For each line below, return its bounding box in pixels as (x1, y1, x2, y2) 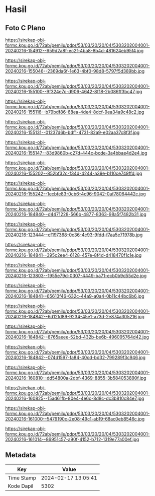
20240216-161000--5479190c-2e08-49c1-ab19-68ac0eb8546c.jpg (5, 416, 145, 421)
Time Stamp (8, 474, 37, 481)
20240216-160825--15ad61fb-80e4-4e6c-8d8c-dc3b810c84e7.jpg (5, 395, 144, 401)
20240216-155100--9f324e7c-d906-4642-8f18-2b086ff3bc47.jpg (5, 89, 142, 94)
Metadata (5, 451, 36, 459)
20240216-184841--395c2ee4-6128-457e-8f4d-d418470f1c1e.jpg (5, 252, 142, 258)
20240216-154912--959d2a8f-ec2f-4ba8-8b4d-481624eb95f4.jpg (5, 48, 144, 53)
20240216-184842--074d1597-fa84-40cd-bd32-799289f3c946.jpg (5, 355, 146, 361)
